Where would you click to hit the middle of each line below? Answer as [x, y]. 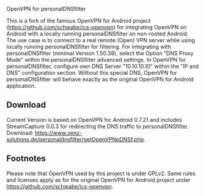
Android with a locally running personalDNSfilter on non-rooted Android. [97, 34]
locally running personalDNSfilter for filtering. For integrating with [89, 47]
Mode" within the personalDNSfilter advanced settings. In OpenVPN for [96, 60]
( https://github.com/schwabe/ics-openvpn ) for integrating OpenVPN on [96, 27]
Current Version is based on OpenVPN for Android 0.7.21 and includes [94, 119]
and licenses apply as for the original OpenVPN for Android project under [99, 179]
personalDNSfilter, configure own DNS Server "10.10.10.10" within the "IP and [102, 66]
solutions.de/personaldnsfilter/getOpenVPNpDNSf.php [75, 139]
